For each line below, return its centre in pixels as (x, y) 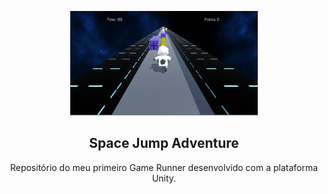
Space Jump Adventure (164, 143)
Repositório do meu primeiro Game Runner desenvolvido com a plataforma (164, 167)
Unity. (164, 178)
